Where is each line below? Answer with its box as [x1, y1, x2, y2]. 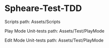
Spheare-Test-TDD [4, 3, 82, 14]
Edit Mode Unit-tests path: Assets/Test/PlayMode [4, 37, 104, 43]
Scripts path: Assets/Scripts [4, 19, 61, 24]
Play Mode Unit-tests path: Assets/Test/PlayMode [4, 28, 105, 34]
